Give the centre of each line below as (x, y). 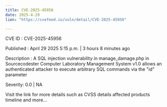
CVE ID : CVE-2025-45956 (33, 38)
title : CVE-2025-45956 (29, 10)
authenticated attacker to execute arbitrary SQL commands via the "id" (80, 69)
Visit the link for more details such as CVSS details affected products (78, 95)
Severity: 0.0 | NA (24, 84)
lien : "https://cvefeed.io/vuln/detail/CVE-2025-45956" (66, 19)
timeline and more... (26, 100)
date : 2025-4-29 (22, 15)
